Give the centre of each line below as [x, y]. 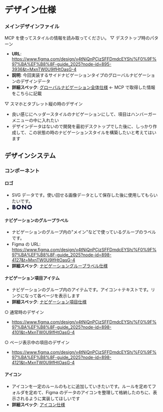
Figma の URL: [26, 244]
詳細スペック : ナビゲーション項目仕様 [49, 302]
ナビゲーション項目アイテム [32, 278]
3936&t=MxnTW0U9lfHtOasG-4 [44, 69]
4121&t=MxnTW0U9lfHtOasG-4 [43, 363]
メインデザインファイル [32, 26]
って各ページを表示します [54, 296]
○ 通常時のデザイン [24, 312]
